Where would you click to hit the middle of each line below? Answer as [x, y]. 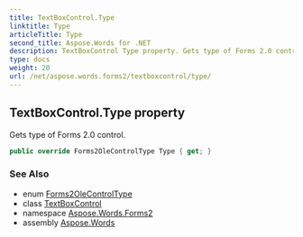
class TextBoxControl [62, 203]
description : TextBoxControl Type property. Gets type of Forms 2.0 [141, 51]
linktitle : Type [40, 26]
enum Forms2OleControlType [77, 194]
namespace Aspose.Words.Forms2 [87, 213]
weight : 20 [30, 68]
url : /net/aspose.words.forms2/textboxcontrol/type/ [110, 77]
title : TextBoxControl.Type [62, 18]
